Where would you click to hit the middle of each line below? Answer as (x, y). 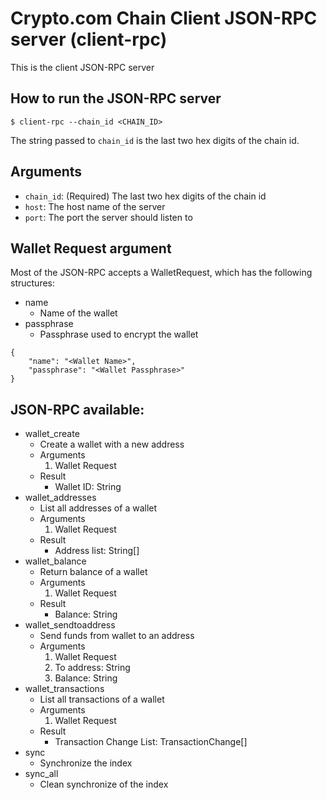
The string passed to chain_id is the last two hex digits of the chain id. (155, 140)
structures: (32, 283)
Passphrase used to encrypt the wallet (119, 334)
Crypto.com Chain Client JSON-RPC (164, 18)
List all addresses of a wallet (98, 508)
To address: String (92, 668)
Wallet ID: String (88, 487)
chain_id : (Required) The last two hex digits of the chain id (145, 196)
